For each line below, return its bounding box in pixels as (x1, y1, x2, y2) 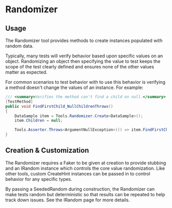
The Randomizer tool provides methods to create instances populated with (5, 37, 163, 43)
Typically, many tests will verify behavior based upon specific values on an (5, 53, 163, 59)
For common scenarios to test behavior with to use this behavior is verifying (5, 79, 165, 85)
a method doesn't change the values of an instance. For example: (5, 84, 143, 90)
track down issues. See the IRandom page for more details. (5, 197, 130, 203)
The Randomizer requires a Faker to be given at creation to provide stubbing (5, 159, 166, 166)
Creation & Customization (5, 146, 90, 155)
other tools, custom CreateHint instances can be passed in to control (5, 170, 150, 177)
